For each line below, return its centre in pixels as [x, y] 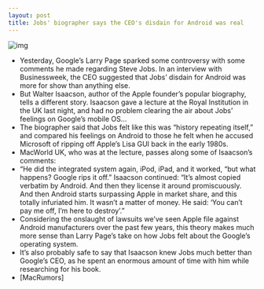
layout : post [29, 15]
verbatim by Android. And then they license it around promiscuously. [130, 185]
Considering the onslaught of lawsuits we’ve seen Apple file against [129, 219]
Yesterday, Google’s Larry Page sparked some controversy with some [132, 60]
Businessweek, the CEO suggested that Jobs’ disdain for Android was [132, 77]
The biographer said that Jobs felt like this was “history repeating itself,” [136, 127]
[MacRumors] [42, 277]
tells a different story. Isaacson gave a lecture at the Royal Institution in [134, 102]
